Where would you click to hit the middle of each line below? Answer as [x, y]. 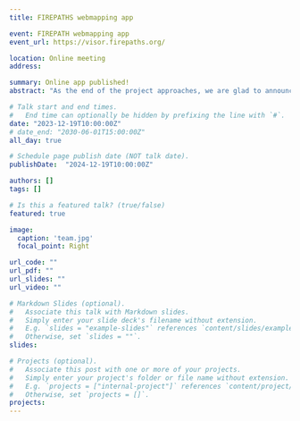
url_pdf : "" [31, 271]
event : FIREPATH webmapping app [69, 34]
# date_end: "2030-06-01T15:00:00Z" [77, 132]
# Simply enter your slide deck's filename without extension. [133, 320]
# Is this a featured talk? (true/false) [87, 205]
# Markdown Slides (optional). [67, 303]
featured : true [37, 214]
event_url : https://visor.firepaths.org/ [87, 42]
